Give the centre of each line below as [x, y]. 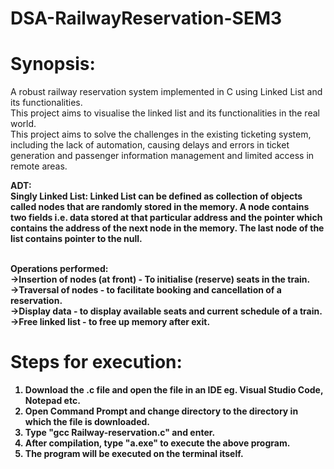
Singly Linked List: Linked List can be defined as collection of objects [156, 196]
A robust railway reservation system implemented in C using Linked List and [166, 92]
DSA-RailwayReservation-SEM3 [146, 18]
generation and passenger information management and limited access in [162, 156]
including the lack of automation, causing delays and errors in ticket [150, 145]
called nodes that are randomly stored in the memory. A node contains [160, 207]
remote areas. [39, 166]
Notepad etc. [52, 401]
